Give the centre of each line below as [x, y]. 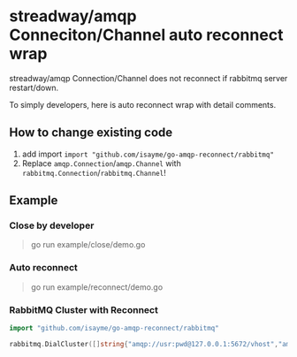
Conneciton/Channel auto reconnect [146, 35]
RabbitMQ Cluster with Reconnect [84, 309]
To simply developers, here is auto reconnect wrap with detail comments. [143, 104]
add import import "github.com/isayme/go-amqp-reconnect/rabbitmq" [148, 154]
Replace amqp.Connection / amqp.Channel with [101, 163]
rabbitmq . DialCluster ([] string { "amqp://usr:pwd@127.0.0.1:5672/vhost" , [144, 344]
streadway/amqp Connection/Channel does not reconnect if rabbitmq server [148, 78]
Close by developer [52, 225]
